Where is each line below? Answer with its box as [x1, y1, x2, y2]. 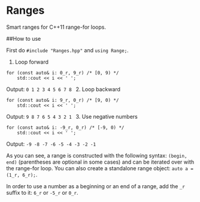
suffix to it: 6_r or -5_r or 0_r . [6, 189, 78, 196]
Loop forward [14, 58, 49, 65]
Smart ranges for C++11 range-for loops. [6, 23, 107, 31]
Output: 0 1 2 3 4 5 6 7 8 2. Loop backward [6, 85, 121, 93]
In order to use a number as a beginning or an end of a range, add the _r [6, 182, 186, 189]
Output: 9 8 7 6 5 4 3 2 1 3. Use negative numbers [6, 113, 138, 120]
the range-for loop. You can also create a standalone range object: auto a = [6, 164, 193, 171]
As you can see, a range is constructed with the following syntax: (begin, [6, 152, 187, 159]
